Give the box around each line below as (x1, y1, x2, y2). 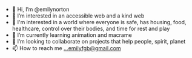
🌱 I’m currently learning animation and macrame (12, 31, 132, 39)
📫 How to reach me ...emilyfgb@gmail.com (12, 45, 121, 51)
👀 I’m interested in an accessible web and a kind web (12, 12, 145, 19)
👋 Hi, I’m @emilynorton (12, 6, 70, 13)
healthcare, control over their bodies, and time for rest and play (12, 25, 170, 32)
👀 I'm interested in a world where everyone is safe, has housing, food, (12, 19, 187, 25)
